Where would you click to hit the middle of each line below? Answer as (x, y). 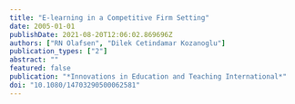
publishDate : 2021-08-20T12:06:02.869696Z (91, 34)
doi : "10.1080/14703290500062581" (75, 85)
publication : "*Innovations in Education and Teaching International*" (148, 77)
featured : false (40, 69)
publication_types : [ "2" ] (58, 52)
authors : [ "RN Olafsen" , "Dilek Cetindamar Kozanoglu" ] (117, 43)
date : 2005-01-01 (42, 26)
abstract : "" (34, 60)
